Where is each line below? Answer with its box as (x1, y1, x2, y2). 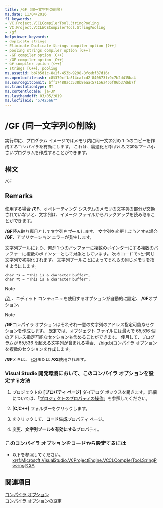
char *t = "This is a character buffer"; (5, 277, 91, 282)
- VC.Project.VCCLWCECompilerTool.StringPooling (5, 25, 106, 30)
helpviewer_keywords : (5, 35, 49, 40)
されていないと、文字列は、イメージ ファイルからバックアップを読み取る (5, 212, 151, 217)
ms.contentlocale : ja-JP (5, 89, 55, 94)
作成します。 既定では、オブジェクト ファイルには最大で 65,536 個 (21, 328, 156, 334)
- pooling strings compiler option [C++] (5, 48, 91, 53)
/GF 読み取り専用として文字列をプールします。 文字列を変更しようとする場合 (5, 228, 158, 234)
